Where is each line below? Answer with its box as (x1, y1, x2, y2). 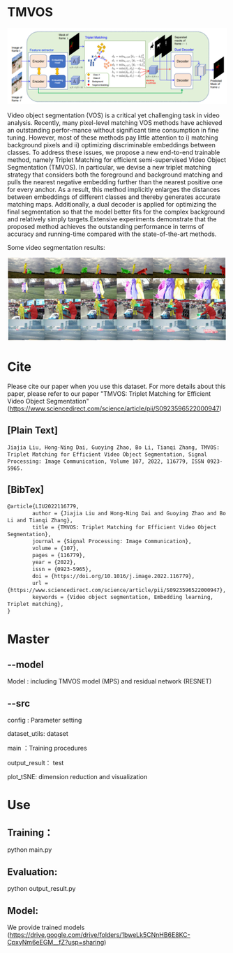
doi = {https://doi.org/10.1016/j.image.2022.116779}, (32, 573, 195, 580)
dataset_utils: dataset (7, 730, 68, 738)
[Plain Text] (7, 424, 58, 436)
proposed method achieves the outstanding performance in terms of (7, 223, 204, 231)
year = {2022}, (32, 559, 77, 566)
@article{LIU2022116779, (7, 503, 80, 510)
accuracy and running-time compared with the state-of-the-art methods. (7, 230, 217, 238)
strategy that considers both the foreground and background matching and (7, 170, 223, 179)
